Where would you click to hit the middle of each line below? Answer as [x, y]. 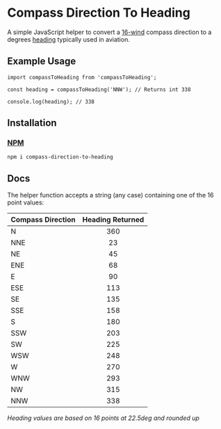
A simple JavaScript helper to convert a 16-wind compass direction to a [109, 32]
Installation [32, 123]
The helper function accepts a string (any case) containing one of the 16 [110, 195]
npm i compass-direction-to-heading [60, 157]
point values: [26, 202]
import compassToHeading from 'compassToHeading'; [82, 77]
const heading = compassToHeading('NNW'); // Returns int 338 [99, 89]
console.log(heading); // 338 [51, 102]
